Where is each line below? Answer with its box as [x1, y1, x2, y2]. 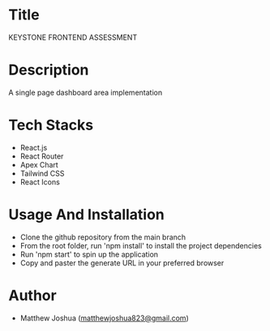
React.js [19, 142, 48, 152]
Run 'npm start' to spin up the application [19, 249, 159, 259]
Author [8, 286, 57, 304]
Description [8, 61, 89, 79]
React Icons [19, 176, 61, 187]
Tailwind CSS [19, 168, 65, 178]
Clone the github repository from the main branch [19, 232, 186, 242]
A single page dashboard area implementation [8, 87, 163, 97]
